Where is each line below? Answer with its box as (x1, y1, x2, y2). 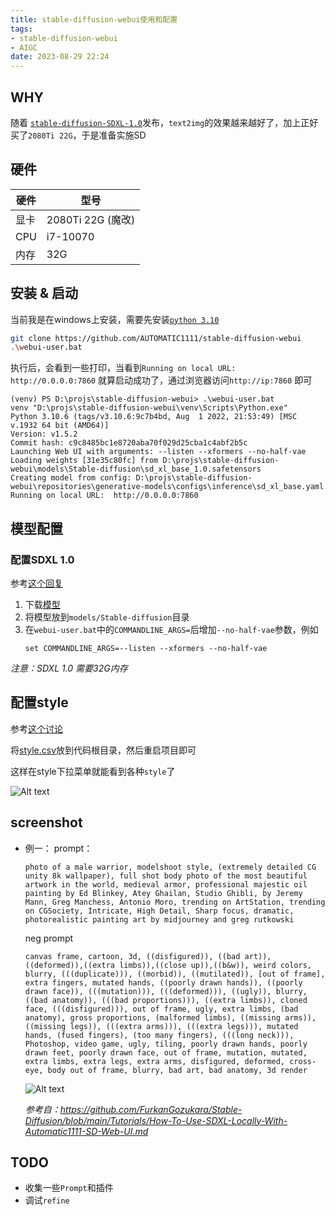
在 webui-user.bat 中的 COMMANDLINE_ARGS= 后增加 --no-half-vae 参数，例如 (24, 624, 319, 635)
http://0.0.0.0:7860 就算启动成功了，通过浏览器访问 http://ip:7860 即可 (10, 374, 313, 386)
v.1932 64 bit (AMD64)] (10, 421, 110, 431)
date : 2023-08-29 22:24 (10, 52, 110, 62)
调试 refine (24, 1194, 70, 1206)
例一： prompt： (24, 842, 93, 854)
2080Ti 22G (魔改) (46, 212, 136, 226)
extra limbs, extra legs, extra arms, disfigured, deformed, (24, 1056, 286, 1066)
